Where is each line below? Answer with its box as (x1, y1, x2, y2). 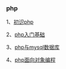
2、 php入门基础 (6, 31, 45, 38)
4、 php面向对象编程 (6, 57, 56, 64)
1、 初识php (6, 18, 34, 26)
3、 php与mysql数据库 (6, 43, 60, 51)
